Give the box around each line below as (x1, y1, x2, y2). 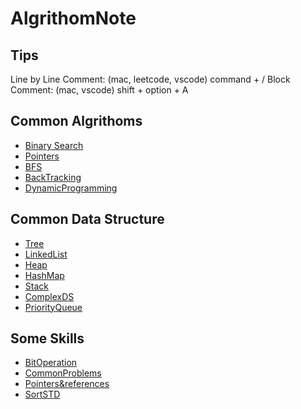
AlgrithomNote (10, 7, 137, 30)
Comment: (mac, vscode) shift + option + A (10, 84, 189, 96)
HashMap (24, 269, 65, 281)
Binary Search (24, 139, 84, 151)
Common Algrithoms (10, 113, 143, 130)
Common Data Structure (10, 211, 165, 228)
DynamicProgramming (24, 182, 118, 194)
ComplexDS (24, 290, 75, 302)
